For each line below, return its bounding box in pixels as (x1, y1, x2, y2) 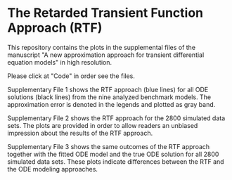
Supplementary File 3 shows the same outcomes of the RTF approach (7, 142, 210, 150)
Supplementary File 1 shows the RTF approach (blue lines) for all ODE (7, 85, 209, 94)
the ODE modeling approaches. (7, 165, 98, 173)
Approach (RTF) (7, 20, 103, 36)
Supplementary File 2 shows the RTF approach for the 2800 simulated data (7, 114, 226, 122)
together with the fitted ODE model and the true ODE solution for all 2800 (7, 150, 219, 158)
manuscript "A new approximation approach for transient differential (7, 51, 205, 59)
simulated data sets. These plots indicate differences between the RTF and (7, 157, 224, 166)
